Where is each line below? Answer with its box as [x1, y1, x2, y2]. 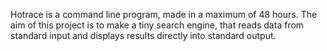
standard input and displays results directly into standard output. [10, 30, 277, 41]
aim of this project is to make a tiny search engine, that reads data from [10, 19, 305, 31]
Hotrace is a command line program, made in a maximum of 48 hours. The [10, 9, 318, 20]
